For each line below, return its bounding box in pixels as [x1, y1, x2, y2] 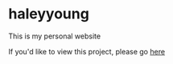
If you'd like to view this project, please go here [8, 46, 166, 56]
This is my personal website [8, 31, 101, 41]
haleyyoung [8, 5, 90, 23]
